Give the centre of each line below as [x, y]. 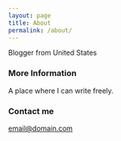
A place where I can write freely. [61, 90]
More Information [42, 74]
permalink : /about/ [40, 30]
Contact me [31, 111]
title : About [30, 23]
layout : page [30, 15]
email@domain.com [41, 128]
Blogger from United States [53, 53]
